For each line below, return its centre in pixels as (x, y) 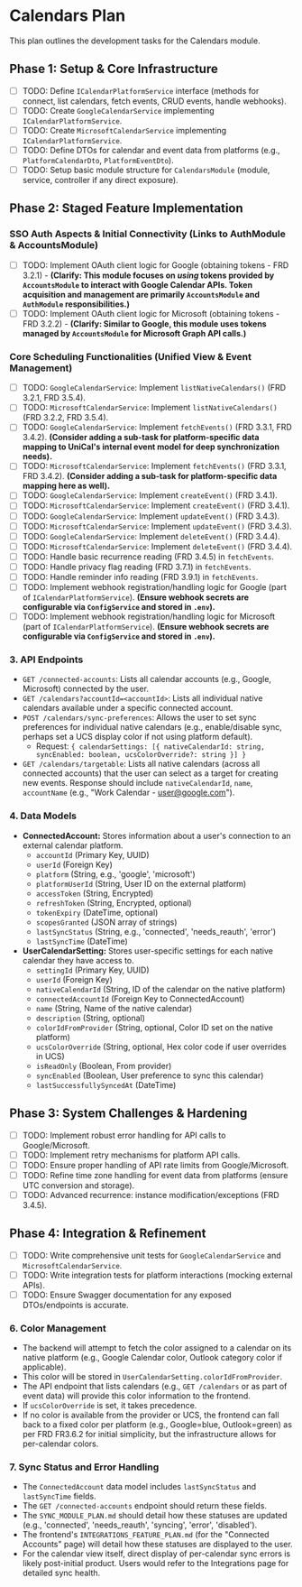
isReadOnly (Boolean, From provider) (104, 1066)
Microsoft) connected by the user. (85, 689)
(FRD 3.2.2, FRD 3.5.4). (65, 418)
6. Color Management (58, 1328)
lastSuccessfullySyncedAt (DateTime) (106, 1084)
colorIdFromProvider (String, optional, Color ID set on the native (154, 1027)
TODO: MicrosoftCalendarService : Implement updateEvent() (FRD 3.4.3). (157, 526)
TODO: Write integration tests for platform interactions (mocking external (157, 1275)
